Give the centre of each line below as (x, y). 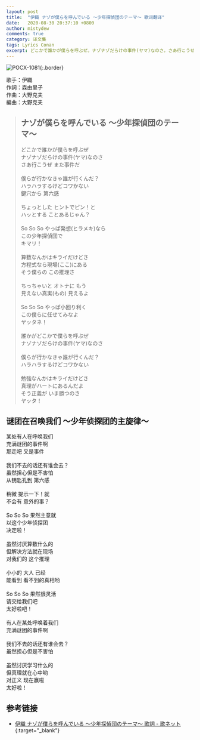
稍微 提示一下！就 (28, 494)
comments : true (25, 34)
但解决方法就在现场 (30, 551)
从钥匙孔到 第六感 (28, 480)
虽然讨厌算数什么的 (30, 544)
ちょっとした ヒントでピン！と (58, 207)
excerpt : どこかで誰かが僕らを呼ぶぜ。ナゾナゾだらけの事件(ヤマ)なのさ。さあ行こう (98, 51)
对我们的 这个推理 (28, 559)
